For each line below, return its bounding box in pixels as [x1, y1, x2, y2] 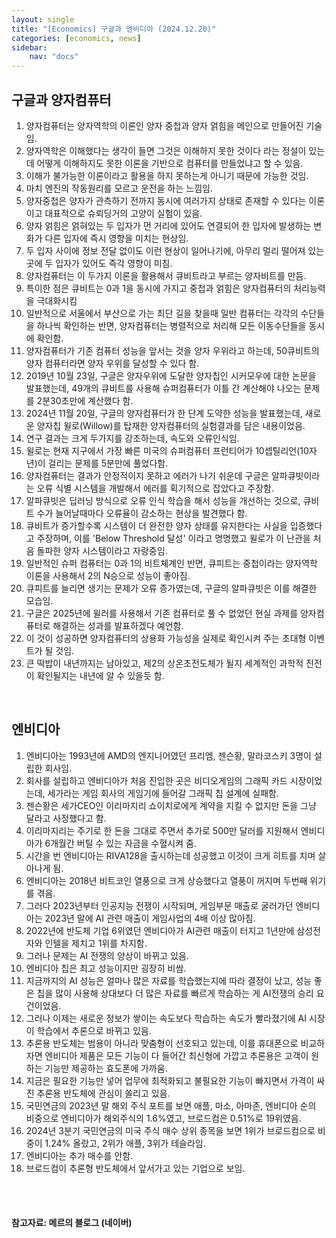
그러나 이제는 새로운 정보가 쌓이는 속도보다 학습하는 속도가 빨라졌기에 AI [25, 1012, 307, 1024]
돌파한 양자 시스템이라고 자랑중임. [36, 544, 168, 556]
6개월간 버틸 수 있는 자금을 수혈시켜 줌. [44, 837, 197, 849]
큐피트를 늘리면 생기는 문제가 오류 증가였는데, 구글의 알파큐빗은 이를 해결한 [25, 582, 318, 594]
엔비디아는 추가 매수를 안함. [25, 1149, 134, 1161]
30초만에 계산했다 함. [50, 394, 134, 406]
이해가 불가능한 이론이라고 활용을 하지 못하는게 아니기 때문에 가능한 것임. [25, 169, 309, 181]
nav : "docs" [29, 52, 79, 62]
